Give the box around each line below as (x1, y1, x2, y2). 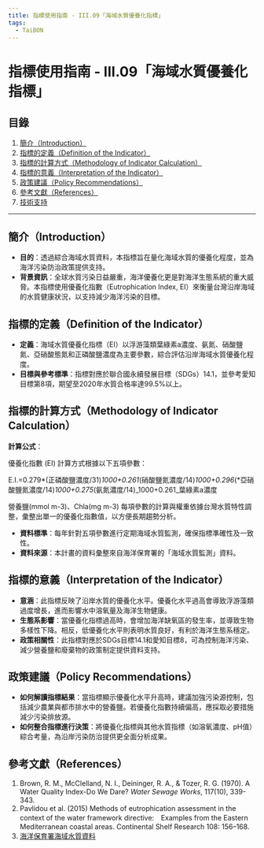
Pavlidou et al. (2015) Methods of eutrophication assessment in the (19, 804, 236, 813)
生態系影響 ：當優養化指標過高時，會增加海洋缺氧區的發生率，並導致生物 (19, 616, 254, 625)
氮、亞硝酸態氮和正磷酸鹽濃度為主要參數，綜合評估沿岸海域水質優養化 (19, 350, 247, 359)
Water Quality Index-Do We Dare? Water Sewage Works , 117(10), (19, 787, 229, 797)
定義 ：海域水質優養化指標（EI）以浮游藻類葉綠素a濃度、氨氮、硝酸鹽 (19, 340, 244, 349)
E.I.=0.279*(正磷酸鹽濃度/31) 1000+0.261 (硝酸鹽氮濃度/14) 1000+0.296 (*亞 (8, 474, 247, 485)
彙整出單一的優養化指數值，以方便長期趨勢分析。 (21, 511, 181, 521)
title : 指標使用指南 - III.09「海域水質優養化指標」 (8, 11, 164, 20)
